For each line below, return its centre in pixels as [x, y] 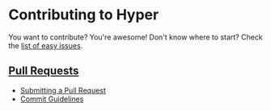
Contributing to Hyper [84, 15]
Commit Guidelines [52, 99]
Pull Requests [44, 71]
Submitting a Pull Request [63, 90]
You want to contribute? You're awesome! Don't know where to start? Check [135, 37]
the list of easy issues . [46, 45]
